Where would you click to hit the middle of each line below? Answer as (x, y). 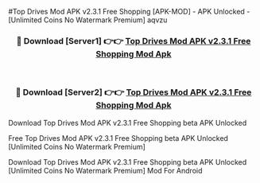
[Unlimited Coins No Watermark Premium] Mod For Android (105, 170)
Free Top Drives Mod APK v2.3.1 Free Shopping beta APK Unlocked (118, 138)
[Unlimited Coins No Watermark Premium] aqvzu (88, 20)
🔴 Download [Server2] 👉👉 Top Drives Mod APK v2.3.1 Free (134, 92)
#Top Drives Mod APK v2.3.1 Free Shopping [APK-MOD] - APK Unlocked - (129, 12)
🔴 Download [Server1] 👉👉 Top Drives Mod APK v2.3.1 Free (134, 41)
